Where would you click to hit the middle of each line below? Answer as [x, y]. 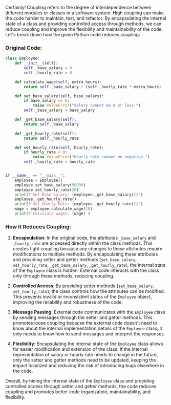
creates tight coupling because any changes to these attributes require [88, 249]
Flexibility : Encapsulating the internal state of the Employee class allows [88, 344]
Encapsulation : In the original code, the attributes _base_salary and [84, 238]
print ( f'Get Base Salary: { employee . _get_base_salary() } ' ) [79, 195]
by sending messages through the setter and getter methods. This [82, 317]
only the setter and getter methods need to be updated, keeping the [84, 360]
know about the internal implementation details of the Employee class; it [87, 328]
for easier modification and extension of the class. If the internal [80, 349]
